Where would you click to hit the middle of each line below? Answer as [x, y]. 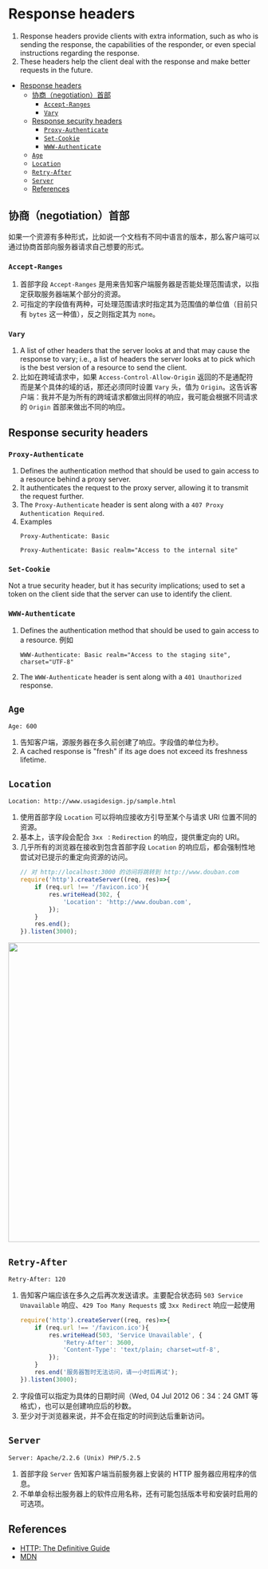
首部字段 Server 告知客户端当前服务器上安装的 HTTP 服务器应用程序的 [134, 1473]
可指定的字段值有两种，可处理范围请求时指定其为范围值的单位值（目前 [135, 304]
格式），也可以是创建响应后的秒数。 [77, 1405]
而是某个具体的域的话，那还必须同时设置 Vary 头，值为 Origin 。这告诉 [135, 387]
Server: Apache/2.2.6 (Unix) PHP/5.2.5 [75, 1458]
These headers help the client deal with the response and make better [135, 61]
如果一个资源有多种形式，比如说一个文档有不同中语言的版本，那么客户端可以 [134, 236]
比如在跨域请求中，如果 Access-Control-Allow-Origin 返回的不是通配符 [136, 377]
